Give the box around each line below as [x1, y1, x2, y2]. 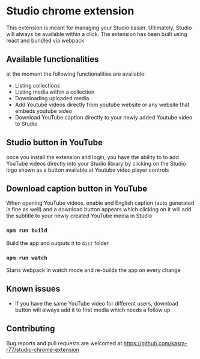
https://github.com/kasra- [123, 339, 187, 346]
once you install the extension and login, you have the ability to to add [6, 153, 179, 160]
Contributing [6, 324, 55, 334]
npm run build [6, 227, 47, 234]
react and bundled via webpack [6, 37, 85, 44]
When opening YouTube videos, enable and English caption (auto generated [6, 199, 195, 207]
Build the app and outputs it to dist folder [6, 239, 109, 247]
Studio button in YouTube [6, 137, 103, 148]
